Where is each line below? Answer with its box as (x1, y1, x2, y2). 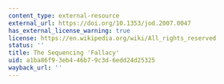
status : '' (8, 42, 45, 50)
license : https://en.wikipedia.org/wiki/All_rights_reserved (8, 34, 217, 42)
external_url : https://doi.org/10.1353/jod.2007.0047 (8, 19, 192, 27)
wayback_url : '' (8, 64, 62, 72)
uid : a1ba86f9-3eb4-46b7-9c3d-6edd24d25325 (8, 57, 156, 65)
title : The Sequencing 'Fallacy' (8, 49, 120, 57)
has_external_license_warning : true (8, 26, 130, 34)
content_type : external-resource (8, 11, 120, 20)
